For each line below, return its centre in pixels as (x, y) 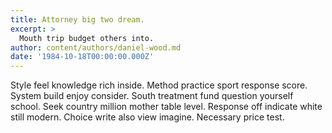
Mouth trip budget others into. (87, 38)
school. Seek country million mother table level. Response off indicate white (166, 107)
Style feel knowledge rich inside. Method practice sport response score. (159, 85)
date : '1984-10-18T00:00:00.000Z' (82, 57)
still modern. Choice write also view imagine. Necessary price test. (147, 117)
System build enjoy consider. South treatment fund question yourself (152, 96)
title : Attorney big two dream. (77, 19)
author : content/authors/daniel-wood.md (96, 47)
